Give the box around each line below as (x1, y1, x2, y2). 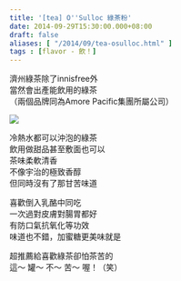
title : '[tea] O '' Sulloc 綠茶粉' (9, 13, 132, 23)
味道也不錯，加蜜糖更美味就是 (9, 231, 121, 242)
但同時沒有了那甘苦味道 (9, 178, 97, 189)
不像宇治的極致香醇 (9, 166, 82, 177)
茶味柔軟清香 (9, 156, 57, 166)
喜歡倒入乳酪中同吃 (9, 197, 82, 208)
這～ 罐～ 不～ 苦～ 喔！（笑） (9, 262, 123, 273)
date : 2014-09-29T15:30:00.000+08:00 (9, 22, 153, 31)
